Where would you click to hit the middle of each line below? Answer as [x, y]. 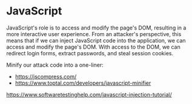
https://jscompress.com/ [46, 76]
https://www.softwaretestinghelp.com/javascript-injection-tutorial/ [89, 94]
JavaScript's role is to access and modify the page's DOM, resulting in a [96, 28]
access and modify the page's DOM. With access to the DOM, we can [93, 47]
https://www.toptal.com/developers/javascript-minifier [83, 83]
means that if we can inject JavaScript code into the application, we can [96, 40]
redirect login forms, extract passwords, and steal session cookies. [90, 53]
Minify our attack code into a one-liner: [55, 65]
